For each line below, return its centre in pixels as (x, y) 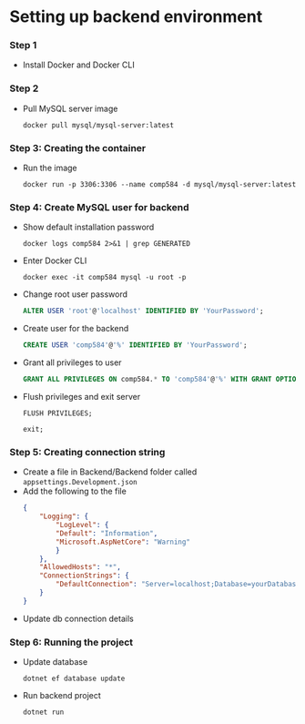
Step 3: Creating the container (78, 148)
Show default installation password (88, 227)
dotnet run (43, 712)
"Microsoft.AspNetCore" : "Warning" (123, 542)
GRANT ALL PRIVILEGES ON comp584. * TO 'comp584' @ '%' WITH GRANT (147, 380)
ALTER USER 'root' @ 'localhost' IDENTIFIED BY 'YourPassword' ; (143, 311)
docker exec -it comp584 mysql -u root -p (104, 278)
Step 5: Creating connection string (87, 452)
